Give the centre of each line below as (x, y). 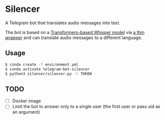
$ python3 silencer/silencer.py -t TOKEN (49, 74)
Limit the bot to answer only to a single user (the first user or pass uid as (86, 107)
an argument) (26, 112)
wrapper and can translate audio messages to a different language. (74, 38)
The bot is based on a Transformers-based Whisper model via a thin (75, 32)
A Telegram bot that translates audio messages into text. (63, 23)
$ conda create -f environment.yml (42, 64)
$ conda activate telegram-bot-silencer (48, 69)
